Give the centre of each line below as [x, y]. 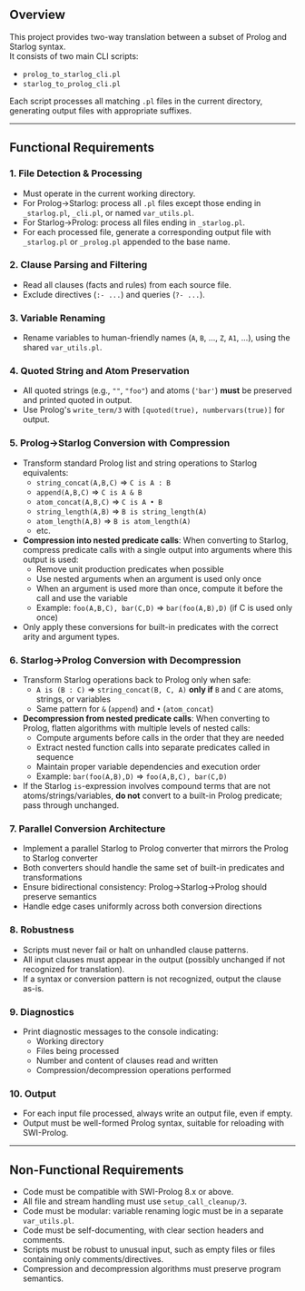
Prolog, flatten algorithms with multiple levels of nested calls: [137, 728]
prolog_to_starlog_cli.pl [71, 74]
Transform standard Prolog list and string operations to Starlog [139, 463]
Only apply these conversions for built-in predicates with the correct [150, 626]
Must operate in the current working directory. [109, 193]
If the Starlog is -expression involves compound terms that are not [146, 785]
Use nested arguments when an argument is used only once [148, 578]
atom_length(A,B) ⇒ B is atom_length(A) [113, 520]
